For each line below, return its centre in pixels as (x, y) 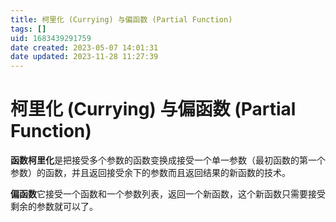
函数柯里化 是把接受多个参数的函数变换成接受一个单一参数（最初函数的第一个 (168, 160)
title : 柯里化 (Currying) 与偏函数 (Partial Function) (121, 19)
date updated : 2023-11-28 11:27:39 (84, 57)
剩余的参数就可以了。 (54, 207)
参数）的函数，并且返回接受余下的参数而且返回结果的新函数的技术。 (150, 173)
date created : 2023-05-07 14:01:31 (84, 47)
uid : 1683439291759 (51, 38)
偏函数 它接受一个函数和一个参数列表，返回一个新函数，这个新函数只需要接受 (168, 194)
